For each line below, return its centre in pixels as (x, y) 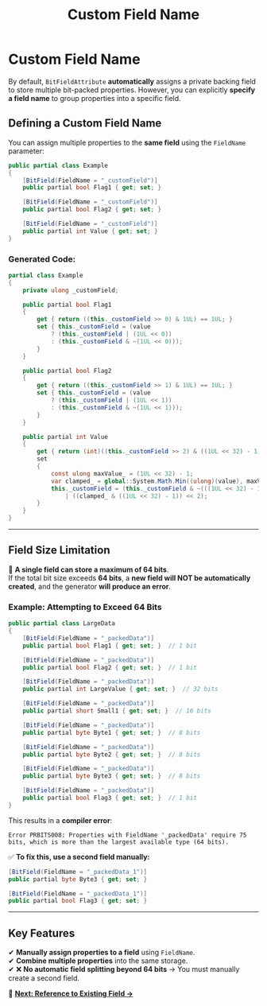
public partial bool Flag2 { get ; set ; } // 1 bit (110, 667)
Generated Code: (42, 258)
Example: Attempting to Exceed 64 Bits (85, 607)
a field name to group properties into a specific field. (95, 98)
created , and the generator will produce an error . (90, 586)
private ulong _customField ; (71, 290)
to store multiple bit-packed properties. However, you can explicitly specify (132, 90)
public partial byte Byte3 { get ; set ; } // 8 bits (112, 776)
